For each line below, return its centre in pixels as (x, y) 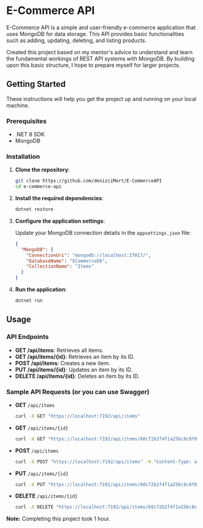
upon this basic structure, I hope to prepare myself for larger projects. (93, 65)
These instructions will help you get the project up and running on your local (101, 99)
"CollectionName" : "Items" (60, 266)
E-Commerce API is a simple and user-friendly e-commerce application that (101, 27)
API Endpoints (28, 337)
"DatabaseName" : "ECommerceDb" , (67, 261)
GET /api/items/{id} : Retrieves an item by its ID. (75, 356)
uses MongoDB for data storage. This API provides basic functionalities (95, 33)
